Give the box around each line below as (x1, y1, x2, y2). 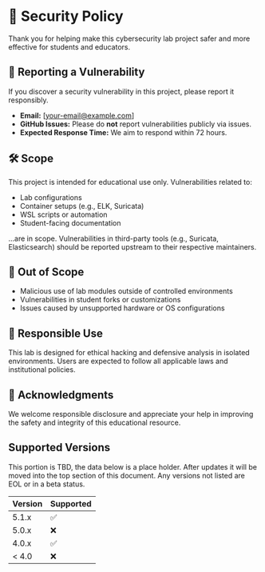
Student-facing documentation (19, 218, 121, 227)
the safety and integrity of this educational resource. (8, 418, 181, 427)
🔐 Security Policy (8, 7, 124, 26)
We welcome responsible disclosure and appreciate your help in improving (8, 410, 254, 418)
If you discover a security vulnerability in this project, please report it (8, 86, 235, 96)
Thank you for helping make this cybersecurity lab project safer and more (8, 34, 251, 43)
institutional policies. (8, 365, 76, 374)
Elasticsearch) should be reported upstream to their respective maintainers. (8, 242, 257, 251)
